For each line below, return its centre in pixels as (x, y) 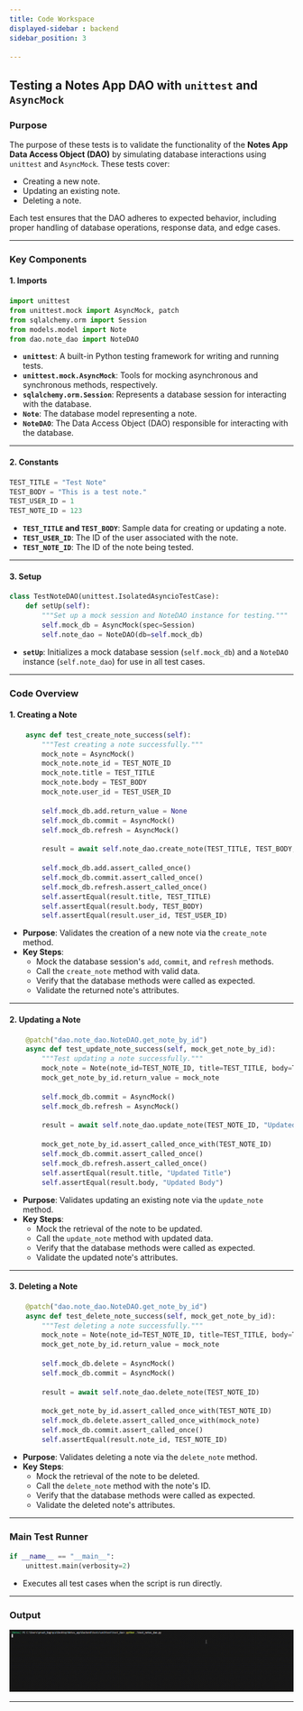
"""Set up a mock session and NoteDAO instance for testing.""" (165, 616)
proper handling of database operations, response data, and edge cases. (145, 227)
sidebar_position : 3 (48, 38)
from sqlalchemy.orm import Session (78, 320)
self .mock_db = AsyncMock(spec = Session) (119, 625)
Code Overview (44, 693)
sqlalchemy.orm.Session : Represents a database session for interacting (154, 395)
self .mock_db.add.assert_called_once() (117, 869)
